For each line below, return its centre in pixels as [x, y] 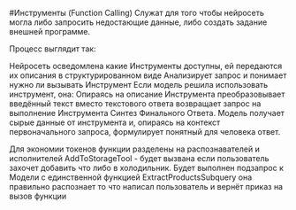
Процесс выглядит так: [53, 49]
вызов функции [38, 196]
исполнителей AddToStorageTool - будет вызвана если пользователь [139, 158]
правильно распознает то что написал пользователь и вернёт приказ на [146, 187]
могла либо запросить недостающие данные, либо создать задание [138, 22]
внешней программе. [50, 31]
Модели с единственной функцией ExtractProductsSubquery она [131, 177]
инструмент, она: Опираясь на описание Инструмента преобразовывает [147, 94]
